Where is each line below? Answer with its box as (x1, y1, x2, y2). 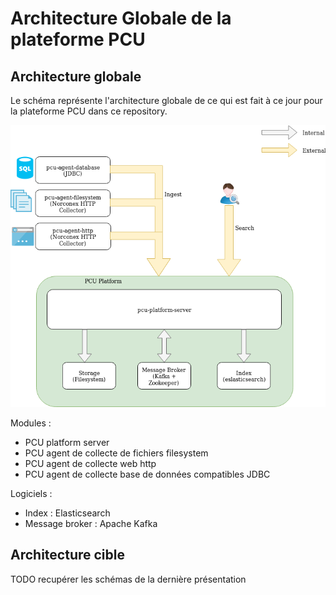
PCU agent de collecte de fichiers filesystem (24, 447, 209, 459)
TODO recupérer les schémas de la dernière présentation (10, 573, 247, 585)
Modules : (10, 417, 52, 429)
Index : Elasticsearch (24, 507, 111, 519)
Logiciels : (10, 487, 53, 499)
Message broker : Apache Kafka (24, 517, 158, 529)
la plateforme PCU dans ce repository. (10, 105, 168, 117)
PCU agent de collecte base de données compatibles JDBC (24, 468, 271, 480)
